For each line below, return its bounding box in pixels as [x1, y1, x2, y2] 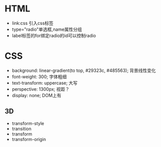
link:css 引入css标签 [11, 20, 54, 26]
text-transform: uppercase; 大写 [11, 80, 78, 86]
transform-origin [11, 136, 46, 142]
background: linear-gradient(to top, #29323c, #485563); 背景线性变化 [11, 67, 156, 73]
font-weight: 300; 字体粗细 [11, 73, 67, 80]
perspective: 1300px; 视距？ [11, 86, 70, 92]
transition [11, 126, 32, 132]
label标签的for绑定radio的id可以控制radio [11, 32, 96, 38]
